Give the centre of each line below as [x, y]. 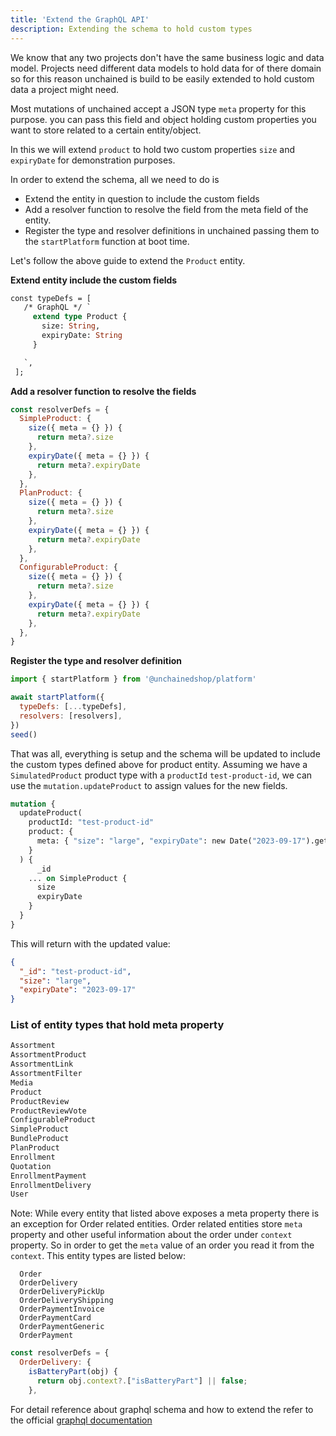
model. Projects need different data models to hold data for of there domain [166, 68]
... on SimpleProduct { [78, 878]
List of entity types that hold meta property [117, 1025]
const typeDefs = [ [51, 298]
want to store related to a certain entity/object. [106, 130]
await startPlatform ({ [57, 697]
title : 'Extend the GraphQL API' [80, 19]
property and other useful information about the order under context [151, 1235]
